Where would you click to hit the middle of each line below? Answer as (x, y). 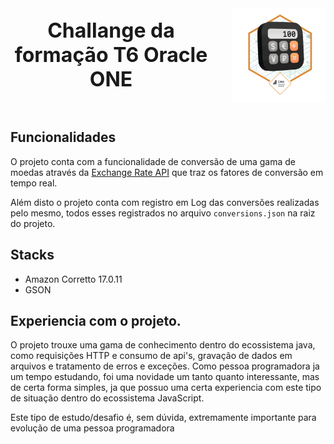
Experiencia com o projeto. (96, 321)
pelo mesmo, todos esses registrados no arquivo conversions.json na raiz (163, 213)
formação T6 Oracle (111, 54)
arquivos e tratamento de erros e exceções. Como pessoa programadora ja (165, 366)
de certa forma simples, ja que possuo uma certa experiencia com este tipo (166, 388)
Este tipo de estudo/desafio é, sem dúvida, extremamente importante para (163, 418)
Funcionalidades (63, 137)
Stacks (32, 255)
